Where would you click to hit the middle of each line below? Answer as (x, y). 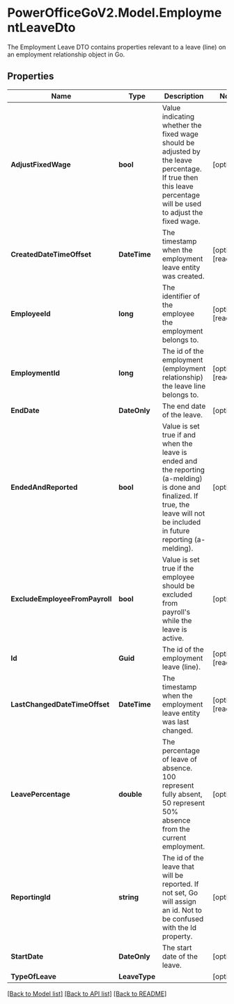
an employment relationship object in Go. (66, 54)
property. (177, 936)
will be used (182, 204)
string (128, 897)
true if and (179, 435)
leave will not (184, 513)
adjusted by (181, 151)
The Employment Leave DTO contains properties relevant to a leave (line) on (117, 47)
